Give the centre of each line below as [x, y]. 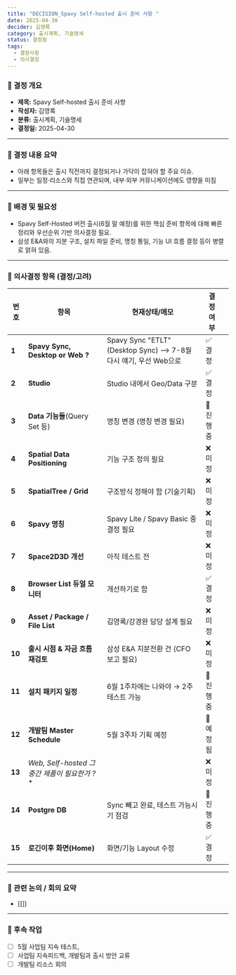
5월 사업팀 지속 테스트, [48, 946]
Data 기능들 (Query [58, 416]
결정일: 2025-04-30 [46, 129]
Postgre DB [47, 810]
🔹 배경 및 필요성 [32, 207]
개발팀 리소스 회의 [42, 964]
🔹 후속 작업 [25, 930]
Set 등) [39, 426]
